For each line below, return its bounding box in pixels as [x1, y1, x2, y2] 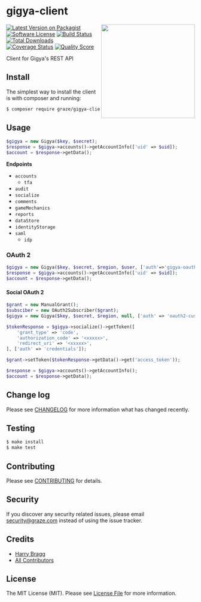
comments [14, 199, 37, 205]
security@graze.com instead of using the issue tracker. [6, 517, 142, 524]
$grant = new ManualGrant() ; [6, 302, 79, 308]
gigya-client [6, 4, 68, 18]
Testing [6, 423, 35, 434]
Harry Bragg [14, 550, 46, 557]
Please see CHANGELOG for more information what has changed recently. [6, 406, 190, 413]
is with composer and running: [6, 94, 81, 101]
